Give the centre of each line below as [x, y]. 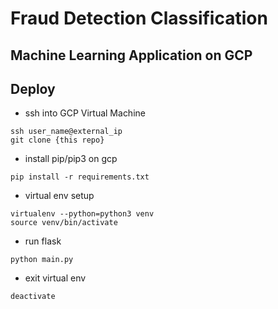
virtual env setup [59, 196]
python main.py [42, 260]
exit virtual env [55, 278]
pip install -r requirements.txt [80, 177]
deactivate [33, 297]
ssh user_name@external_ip [66, 132]
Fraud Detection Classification [139, 18]
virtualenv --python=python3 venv [82, 214]
